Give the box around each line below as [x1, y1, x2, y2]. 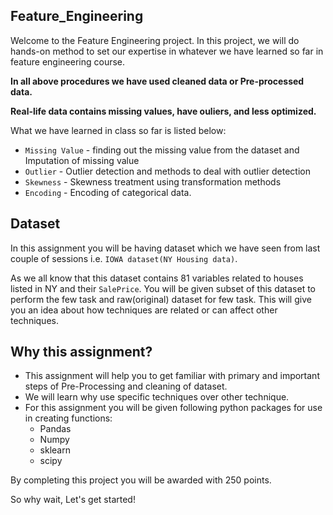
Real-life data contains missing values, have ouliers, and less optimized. [10, 105, 317, 117]
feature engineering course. [10, 55, 126, 68]
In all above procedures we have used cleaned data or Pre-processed [10, 75, 305, 87]
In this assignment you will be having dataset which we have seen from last [10, 242, 321, 254]
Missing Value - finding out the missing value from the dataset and [24, 144, 300, 156]
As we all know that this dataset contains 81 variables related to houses [10, 272, 304, 284]
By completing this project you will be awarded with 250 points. [10, 474, 272, 486]
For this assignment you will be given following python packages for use [24, 402, 323, 414]
